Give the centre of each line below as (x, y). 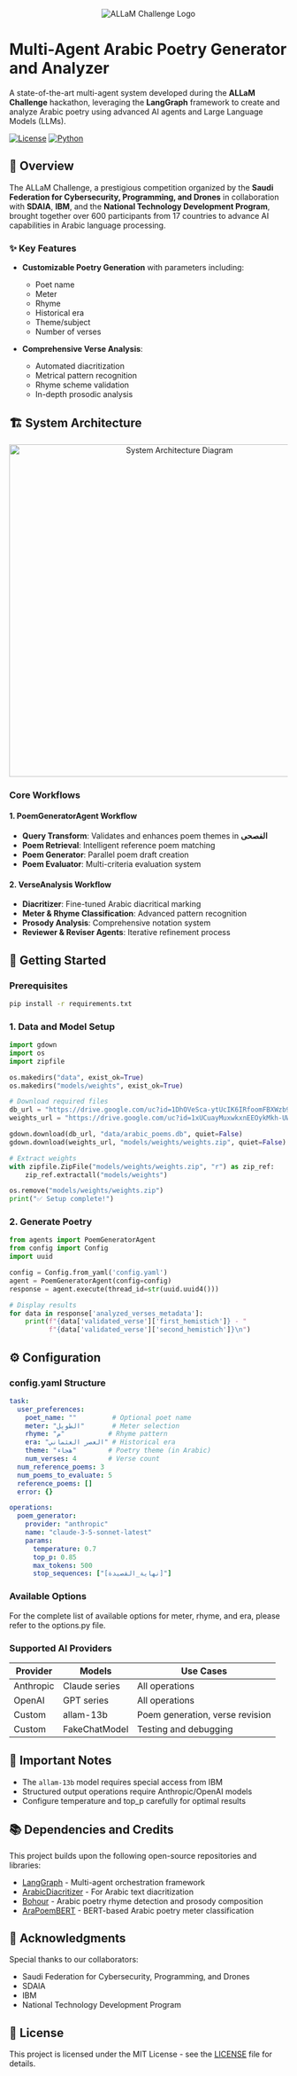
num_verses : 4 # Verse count (93, 1459)
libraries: (25, 1865)
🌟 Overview (42, 166)
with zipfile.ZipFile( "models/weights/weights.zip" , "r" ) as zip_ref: (142, 1167)
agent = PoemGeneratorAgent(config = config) (91, 1281)
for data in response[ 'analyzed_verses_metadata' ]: (106, 1313)
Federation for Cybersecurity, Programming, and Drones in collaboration (144, 197)
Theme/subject (63, 323)
